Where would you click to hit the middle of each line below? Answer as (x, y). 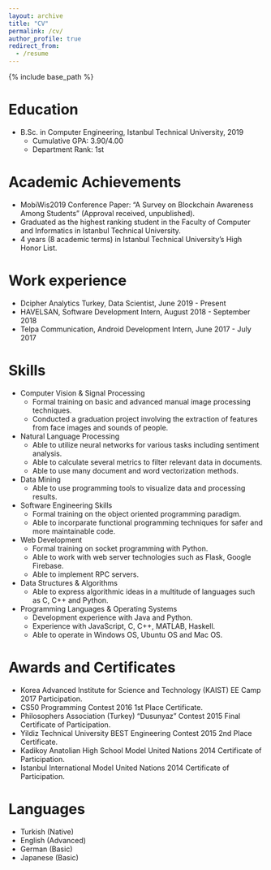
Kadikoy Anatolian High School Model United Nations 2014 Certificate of (141, 750)
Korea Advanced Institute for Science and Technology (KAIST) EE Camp (140, 690)
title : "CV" (28, 24)
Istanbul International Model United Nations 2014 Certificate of (125, 768)
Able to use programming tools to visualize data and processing (139, 487)
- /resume (32, 54)
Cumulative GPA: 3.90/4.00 (78, 141)
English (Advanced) (53, 840)
